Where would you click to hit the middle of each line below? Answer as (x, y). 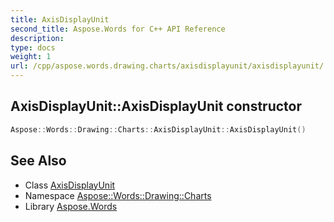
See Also (38, 161)
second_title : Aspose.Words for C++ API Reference (118, 29)
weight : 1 (31, 57)
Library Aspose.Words (71, 206)
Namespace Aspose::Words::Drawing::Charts (118, 195)
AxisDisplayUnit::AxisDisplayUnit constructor (156, 106)
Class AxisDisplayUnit (70, 185)
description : (37, 38)
